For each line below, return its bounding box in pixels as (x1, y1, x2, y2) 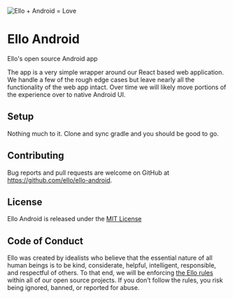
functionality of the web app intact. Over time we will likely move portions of (7, 83, 227, 91)
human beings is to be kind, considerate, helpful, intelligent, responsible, (7, 261, 217, 270)
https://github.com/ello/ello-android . (7, 175, 113, 184)
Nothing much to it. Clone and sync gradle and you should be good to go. (7, 129, 219, 138)
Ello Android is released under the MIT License (7, 215, 142, 223)
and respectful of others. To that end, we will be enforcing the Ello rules (7, 269, 213, 277)
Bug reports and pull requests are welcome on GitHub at (7, 168, 170, 177)
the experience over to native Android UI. (7, 90, 126, 98)
